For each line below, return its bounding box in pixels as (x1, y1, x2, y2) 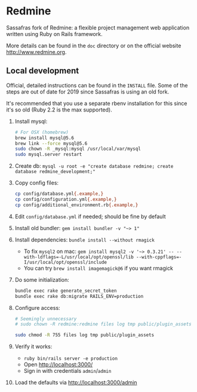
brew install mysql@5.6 (14, 135, 75, 141)
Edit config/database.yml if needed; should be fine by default (14, 213, 166, 220)
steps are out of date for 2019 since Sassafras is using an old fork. (6, 88, 170, 95)
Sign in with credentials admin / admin (23, 367, 112, 375)
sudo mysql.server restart (14, 152, 82, 158)
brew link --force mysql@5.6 (14, 140, 88, 146)
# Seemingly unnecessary (14, 316, 77, 322)
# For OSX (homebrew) (14, 129, 69, 135)
